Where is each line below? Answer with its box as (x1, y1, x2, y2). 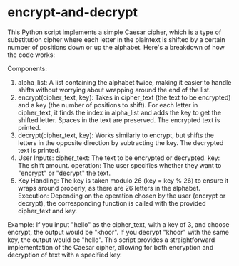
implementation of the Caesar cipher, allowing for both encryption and (7, 243, 214, 251)
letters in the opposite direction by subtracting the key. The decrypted (17, 138, 224, 147)
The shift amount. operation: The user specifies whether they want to (17, 161, 222, 169)
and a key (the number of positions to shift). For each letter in (17, 100, 198, 109)
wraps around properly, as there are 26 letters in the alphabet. (17, 183, 201, 192)
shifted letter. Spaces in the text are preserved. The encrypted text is (17, 115, 220, 124)
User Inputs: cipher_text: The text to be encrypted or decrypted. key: (17, 154, 220, 162)
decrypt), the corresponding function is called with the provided (17, 198, 206, 207)
